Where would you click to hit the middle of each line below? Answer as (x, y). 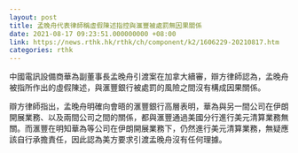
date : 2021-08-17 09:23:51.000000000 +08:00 (93, 34)
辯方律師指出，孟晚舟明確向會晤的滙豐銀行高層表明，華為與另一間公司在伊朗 (149, 106)
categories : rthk (41, 50)
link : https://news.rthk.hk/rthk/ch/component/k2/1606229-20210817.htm (144, 42)
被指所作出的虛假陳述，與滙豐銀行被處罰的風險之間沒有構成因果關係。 (137, 88)
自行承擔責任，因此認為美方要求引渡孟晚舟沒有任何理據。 (122, 140)
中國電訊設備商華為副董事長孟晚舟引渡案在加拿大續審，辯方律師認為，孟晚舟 (149, 77)
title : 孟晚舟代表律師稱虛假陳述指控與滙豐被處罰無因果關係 (106, 26)
